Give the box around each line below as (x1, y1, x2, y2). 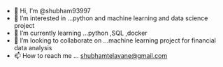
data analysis (13, 44, 52, 52)
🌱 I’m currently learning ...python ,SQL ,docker (13, 29, 148, 37)
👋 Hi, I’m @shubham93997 (13, 7, 91, 15)
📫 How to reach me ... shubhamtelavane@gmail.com (13, 52, 168, 59)
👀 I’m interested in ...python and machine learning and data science (13, 14, 208, 22)
